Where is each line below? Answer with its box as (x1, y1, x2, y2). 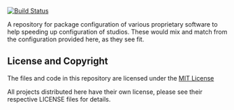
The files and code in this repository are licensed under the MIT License (7, 74, 214, 82)
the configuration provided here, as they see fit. (7, 35, 145, 43)
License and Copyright (7, 55, 108, 67)
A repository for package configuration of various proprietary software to (7, 20, 218, 28)
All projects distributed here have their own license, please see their (7, 88, 203, 96)
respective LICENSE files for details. (7, 95, 111, 103)
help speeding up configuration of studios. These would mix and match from (7, 28, 228, 36)
